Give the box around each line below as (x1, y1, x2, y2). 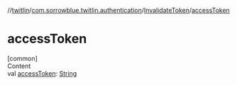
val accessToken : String (7, 69, 77, 77)
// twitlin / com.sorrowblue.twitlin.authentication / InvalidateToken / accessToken (7, 6, 231, 14)
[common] (7, 54, 38, 62)
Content (7, 62, 31, 70)
